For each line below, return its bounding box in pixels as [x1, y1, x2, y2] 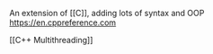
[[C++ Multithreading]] [9, 35, 93, 45]
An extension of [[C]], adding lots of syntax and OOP [9, 8, 205, 18]
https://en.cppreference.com [9, 17, 117, 28]
